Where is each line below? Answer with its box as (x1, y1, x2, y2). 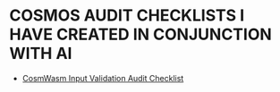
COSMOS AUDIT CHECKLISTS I (9, 5, 245, 26)
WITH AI (9, 44, 72, 63)
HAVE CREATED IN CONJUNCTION (9, 24, 273, 45)
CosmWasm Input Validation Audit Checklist (21, 72, 184, 83)
